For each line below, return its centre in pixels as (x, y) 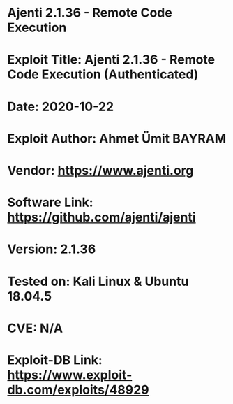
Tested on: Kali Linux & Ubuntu (98, 281)
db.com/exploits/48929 (78, 390)
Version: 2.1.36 (52, 249)
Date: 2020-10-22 (60, 107)
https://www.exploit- (70, 375)
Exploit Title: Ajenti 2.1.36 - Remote (111, 60)
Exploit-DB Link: (55, 360)
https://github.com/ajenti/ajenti (102, 217)
